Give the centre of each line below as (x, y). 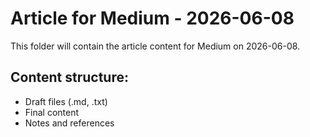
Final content (52, 112)
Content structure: (69, 77)
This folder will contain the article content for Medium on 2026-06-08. (155, 46)
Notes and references (69, 123)
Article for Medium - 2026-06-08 (152, 18)
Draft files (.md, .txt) (66, 101)
